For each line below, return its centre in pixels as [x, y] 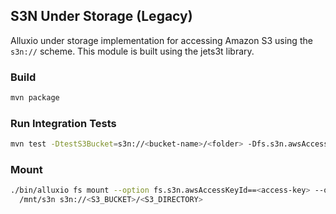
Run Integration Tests [63, 123]
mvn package [35, 98]
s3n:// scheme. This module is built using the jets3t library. [132, 51]
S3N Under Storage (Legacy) [101, 16]
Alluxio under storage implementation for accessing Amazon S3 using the [161, 40]
